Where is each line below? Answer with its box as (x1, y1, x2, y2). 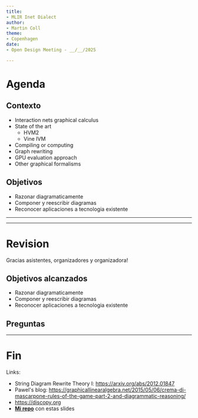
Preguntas (6, 319, 45, 329)
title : (6, 8, 22, 15)
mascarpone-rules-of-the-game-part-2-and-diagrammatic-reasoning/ (14, 393, 186, 400)
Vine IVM (23, 135, 46, 142)
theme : (6, 31, 22, 37)
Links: (6, 369, 21, 376)
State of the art (14, 122, 52, 130)
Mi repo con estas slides (14, 405, 75, 412)
